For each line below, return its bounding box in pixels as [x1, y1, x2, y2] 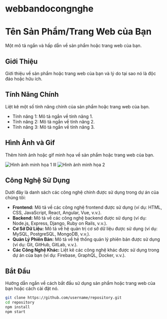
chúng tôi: [5, 195, 26, 201]
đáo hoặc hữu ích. [5, 76, 42, 82]
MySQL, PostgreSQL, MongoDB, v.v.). [12, 231, 90, 237]
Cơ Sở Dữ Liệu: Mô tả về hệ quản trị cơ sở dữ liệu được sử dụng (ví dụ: [12, 226, 158, 232]
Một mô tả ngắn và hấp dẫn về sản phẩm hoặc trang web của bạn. [5, 43, 142, 49]
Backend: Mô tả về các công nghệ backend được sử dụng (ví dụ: [12, 215, 146, 221]
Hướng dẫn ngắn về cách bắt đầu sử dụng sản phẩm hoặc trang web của [5, 280, 156, 286]
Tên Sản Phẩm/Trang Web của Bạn [5, 26, 151, 38]
